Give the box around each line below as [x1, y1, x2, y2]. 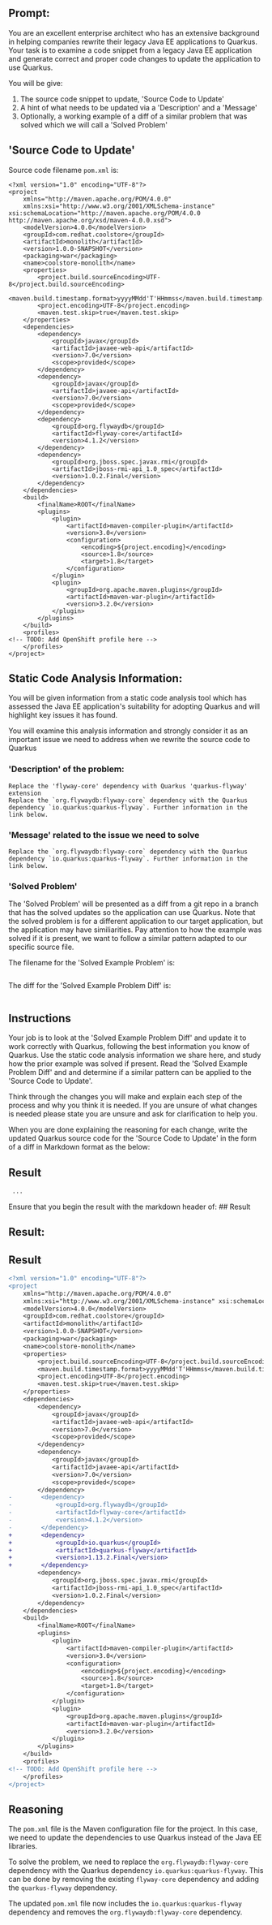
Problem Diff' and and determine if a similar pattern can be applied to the [8, 1068, 253, 1077]
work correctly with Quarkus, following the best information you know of [8, 1042, 250, 1051]
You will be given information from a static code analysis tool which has [8, 693, 247, 703]
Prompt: [8, 6, 50, 20]
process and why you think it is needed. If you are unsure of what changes [8, 1100, 257, 1111]
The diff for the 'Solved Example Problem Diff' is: [8, 981, 172, 991]
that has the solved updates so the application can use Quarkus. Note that [8, 908, 256, 917]
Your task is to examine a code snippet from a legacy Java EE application [8, 45, 253, 55]
